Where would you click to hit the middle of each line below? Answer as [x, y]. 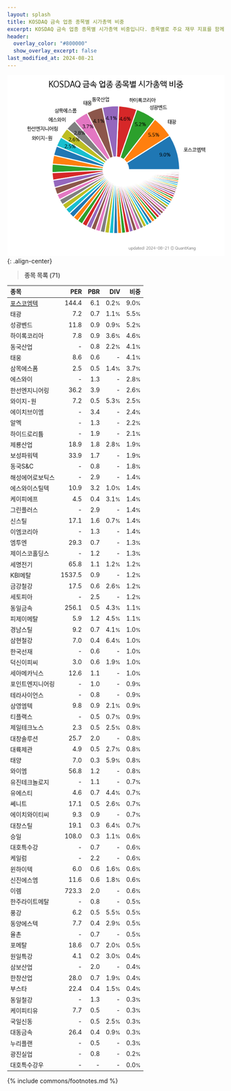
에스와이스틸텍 [30, 488]
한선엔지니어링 [30, 390]
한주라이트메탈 [30, 902]
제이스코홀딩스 [30, 553]
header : [18, 37]
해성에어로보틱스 [32, 477]
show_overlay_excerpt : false [55, 51]
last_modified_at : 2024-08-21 [51, 59]
